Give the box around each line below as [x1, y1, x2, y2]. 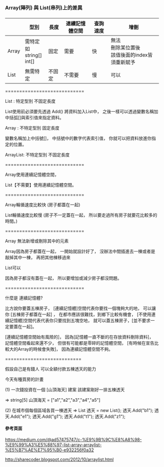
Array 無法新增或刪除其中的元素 [5, 238, 69, 244]
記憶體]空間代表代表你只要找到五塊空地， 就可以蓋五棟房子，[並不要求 [9, 317, 151, 323]
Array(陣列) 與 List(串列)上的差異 [5, 4, 82, 11]
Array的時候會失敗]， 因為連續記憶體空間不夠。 [18, 346, 113, 352]
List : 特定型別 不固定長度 [5, 98, 56, 104]
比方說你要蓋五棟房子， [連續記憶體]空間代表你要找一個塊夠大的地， [5, 305, 143, 311]
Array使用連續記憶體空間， [5, 172, 59, 177]
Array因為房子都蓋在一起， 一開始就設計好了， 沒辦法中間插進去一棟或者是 [5, 248, 155, 254]
